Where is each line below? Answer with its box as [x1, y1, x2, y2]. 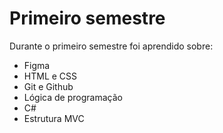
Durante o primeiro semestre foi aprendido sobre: [9, 40, 214, 52]
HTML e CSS [23, 70, 78, 82]
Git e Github [23, 80, 74, 92]
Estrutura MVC [23, 112, 85, 124]
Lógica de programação [23, 91, 123, 103]
